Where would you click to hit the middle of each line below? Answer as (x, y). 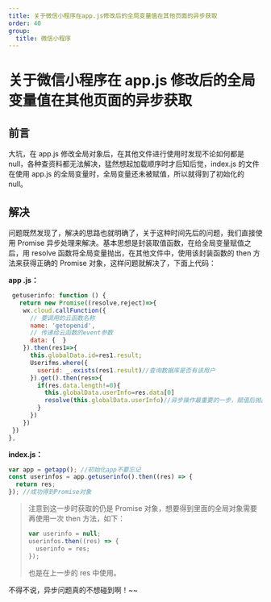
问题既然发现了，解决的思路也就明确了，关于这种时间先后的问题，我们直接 (132, 233)
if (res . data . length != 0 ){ (79, 385)
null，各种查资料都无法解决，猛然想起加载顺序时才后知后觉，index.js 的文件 (134, 164)
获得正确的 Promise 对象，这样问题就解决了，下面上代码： (119, 264)
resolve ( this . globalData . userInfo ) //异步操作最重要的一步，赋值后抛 (152, 401)
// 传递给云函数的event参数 (71, 333)
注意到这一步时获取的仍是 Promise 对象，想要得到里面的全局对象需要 (143, 509)
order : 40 (25, 23)
